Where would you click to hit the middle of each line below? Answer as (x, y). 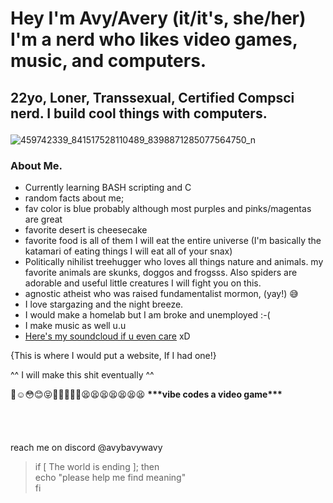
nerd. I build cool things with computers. (139, 113)
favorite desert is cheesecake (86, 229)
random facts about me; (74, 198)
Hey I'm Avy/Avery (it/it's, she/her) (158, 18)
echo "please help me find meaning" (110, 477)
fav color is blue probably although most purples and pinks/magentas (168, 208)
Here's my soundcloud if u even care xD (107, 336)
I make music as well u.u (75, 325)
